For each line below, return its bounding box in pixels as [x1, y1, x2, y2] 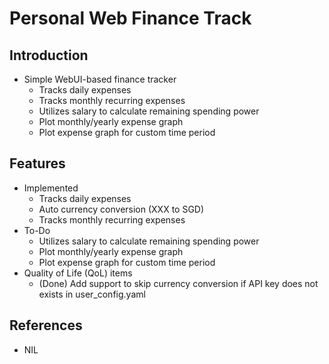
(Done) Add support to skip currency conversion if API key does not [38, 277, 319, 289]
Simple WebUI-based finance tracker [23, 73, 177, 85]
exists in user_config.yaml [38, 288, 146, 300]
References [9, 317, 83, 334]
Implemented [23, 182, 79, 194]
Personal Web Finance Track [9, 7, 252, 30]
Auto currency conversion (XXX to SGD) [38, 203, 205, 215]
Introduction [9, 47, 89, 64]
